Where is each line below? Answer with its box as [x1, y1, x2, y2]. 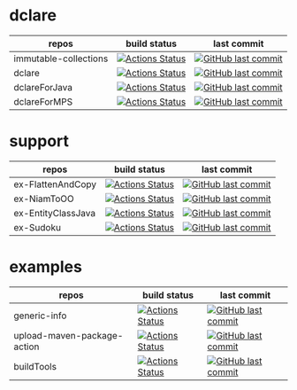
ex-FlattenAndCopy [13, 178, 97, 191]
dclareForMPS [13, 95, 73, 107]
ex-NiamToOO [13, 192, 75, 205]
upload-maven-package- [13, 329, 124, 341]
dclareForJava [13, 81, 73, 93]
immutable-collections [13, 52, 109, 65]
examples [9, 257, 82, 277]
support [9, 131, 69, 152]
